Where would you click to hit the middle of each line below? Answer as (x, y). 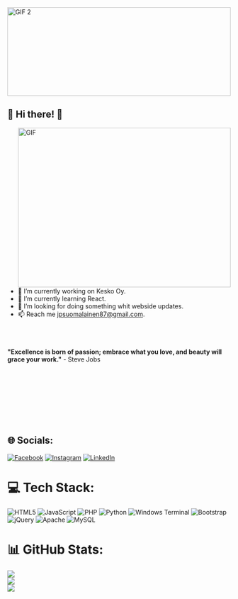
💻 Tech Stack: (51, 487)
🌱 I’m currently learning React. (62, 298)
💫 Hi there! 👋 (35, 114)
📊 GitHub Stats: (56, 549)
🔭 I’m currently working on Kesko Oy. (72, 291)
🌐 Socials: (30, 441)
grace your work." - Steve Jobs (54, 359)
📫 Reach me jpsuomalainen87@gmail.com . (81, 314)
